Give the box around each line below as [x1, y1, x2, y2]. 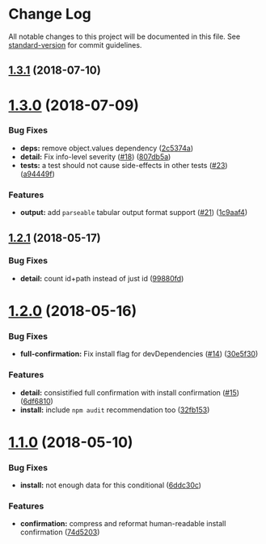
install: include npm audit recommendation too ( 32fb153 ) [19, 405, 210, 415]
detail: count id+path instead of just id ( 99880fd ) [19, 273, 184, 283]
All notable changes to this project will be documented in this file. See [8, 32, 241, 41]
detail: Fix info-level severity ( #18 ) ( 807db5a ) [19, 151, 171, 162]
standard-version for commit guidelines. [8, 40, 142, 49]
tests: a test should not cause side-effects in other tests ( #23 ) [19, 160, 228, 170]
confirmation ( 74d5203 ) [19, 527, 100, 538]
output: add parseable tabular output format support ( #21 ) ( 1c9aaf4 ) [19, 208, 248, 217]
